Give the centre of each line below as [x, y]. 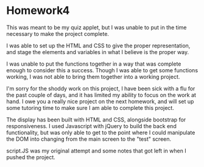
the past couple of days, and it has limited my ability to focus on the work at [101, 95]
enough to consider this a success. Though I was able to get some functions [102, 70]
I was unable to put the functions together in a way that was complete [94, 64]
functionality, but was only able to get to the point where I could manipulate [101, 132]
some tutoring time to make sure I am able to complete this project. [90, 107]
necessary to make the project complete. [58, 33]
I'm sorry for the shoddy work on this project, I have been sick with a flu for [101, 88]
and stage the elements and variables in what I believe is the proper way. [98, 52]
